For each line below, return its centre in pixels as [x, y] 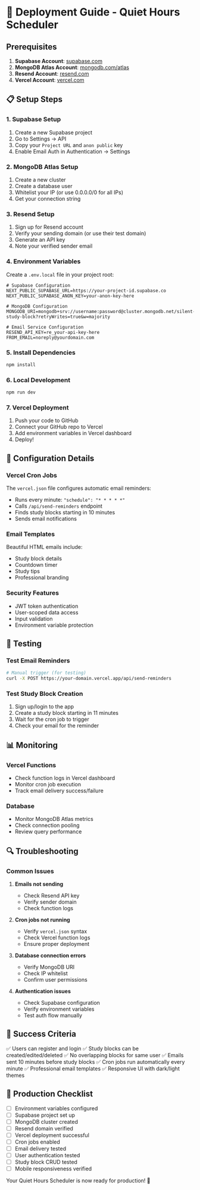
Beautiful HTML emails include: [44, 547]
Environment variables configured [56, 1108]
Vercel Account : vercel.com [49, 80]
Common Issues [30, 871]
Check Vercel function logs [57, 938]
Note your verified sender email [54, 246]
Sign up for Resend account [49, 227]
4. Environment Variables [43, 261]
